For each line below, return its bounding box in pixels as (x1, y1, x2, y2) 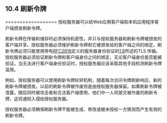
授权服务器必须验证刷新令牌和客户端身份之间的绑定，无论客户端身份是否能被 (5, 54, 162, 60)
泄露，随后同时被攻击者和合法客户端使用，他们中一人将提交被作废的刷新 (5, 89, 153, 95)
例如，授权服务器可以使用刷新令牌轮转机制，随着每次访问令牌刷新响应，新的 (5, 77, 162, 83)
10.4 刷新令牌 (5, 4, 47, 13)
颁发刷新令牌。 (13, 25, 45, 31)
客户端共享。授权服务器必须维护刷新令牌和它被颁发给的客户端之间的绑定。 (5, 42, 158, 48)
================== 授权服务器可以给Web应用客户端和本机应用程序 (5, 19, 155, 25)
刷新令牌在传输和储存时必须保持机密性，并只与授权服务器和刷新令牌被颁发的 (5, 35, 162, 41)
